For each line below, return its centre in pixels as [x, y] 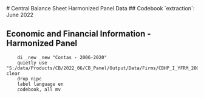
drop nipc [30, 79]
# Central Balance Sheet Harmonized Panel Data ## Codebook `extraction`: [100, 8]
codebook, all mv [39, 89]
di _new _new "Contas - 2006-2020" [62, 57]
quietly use [32, 63]
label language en [40, 84]
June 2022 [20, 15]
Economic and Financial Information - [79, 34]
